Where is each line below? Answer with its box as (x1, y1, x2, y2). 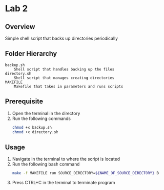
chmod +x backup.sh (12, 125, 52, 130)
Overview (5, 23, 36, 31)
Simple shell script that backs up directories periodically (5, 35, 118, 41)
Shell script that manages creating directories (14, 75, 115, 80)
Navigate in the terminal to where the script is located (12, 156, 120, 162)
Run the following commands (12, 116, 71, 121)
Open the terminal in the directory (12, 110, 81, 116)
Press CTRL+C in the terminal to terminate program (12, 180, 116, 186)
